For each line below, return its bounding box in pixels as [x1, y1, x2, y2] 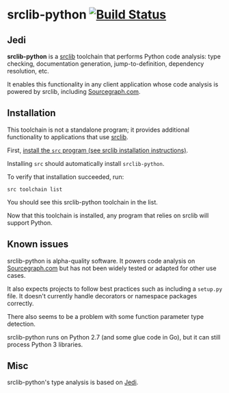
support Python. [7, 218, 53, 226]
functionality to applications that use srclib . [7, 132, 129, 141]
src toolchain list [7, 186, 63, 193]
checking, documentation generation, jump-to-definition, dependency [7, 60, 204, 68]
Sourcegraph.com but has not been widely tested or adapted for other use [7, 264, 217, 272]
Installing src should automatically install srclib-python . [7, 159, 165, 167]
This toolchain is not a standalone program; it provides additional [7, 126, 190, 134]
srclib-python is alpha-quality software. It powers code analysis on [7, 257, 196, 265]
